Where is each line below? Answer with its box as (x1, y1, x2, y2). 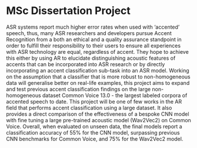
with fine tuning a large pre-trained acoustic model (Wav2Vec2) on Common (6, 116, 191, 123)
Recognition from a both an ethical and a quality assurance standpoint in (6, 36, 182, 43)
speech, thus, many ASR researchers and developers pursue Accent (6, 29, 172, 36)
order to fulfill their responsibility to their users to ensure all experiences (6, 42, 181, 49)
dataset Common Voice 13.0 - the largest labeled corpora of (42, 92, 188, 99)
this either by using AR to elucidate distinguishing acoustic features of (6, 54, 176, 61)
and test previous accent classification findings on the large (6, 85, 151, 92)
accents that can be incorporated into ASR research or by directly (6, 60, 165, 68)
